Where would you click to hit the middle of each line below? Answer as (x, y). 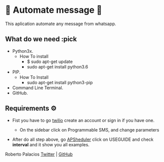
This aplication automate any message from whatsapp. (61, 24)
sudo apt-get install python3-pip (60, 82)
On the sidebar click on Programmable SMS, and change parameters (89, 130)
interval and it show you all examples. (51, 144)
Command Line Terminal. (38, 88)
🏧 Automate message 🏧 (54, 10)
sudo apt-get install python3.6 (58, 66)
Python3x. (23, 51)
